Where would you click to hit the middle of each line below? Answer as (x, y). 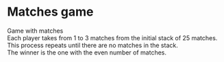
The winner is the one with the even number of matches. (87, 52)
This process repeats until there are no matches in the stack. (92, 45)
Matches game (50, 12)
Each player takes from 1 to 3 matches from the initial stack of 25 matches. (112, 37)
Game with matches (35, 31)
